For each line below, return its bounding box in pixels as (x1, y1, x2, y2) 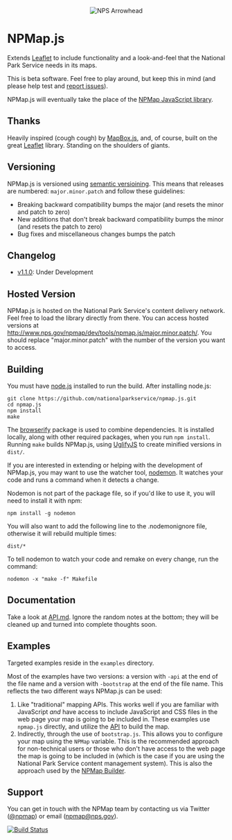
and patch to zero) (17, 208, 71, 216)
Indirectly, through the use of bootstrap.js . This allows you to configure (17, 729, 223, 738)
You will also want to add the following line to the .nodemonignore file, (7, 522, 208, 530)
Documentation (7, 594, 76, 606)
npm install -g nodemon (7, 510, 76, 517)
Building (7, 364, 44, 375)
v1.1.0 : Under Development (17, 268, 93, 276)
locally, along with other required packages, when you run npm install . (7, 433, 211, 441)
